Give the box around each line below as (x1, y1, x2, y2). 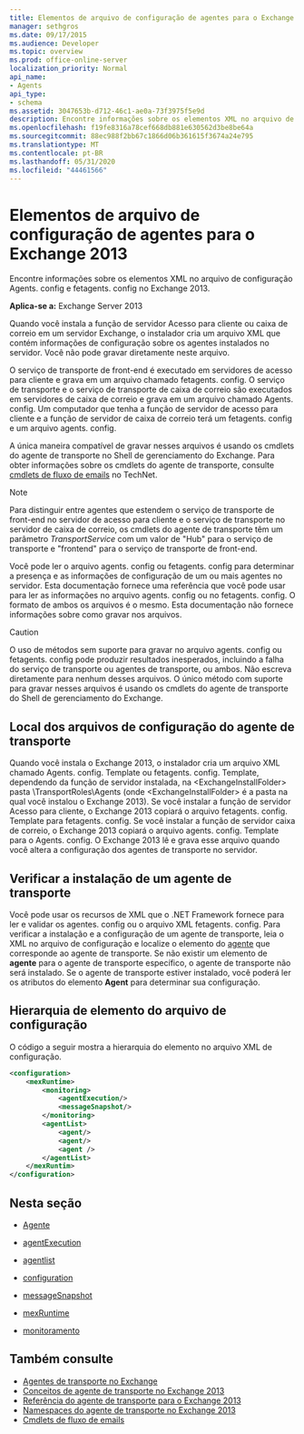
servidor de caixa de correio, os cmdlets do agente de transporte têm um (9, 524, 284, 535)
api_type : (9, 89, 47, 98)
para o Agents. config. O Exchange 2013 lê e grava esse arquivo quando (9, 835, 280, 846)
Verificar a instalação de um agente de (9, 870, 232, 887)
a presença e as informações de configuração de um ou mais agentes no (9, 570, 283, 582)
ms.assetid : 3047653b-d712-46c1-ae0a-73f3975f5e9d (9, 106, 205, 115)
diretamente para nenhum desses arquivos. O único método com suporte (9, 674, 283, 685)
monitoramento (22, 1325, 80, 1336)
